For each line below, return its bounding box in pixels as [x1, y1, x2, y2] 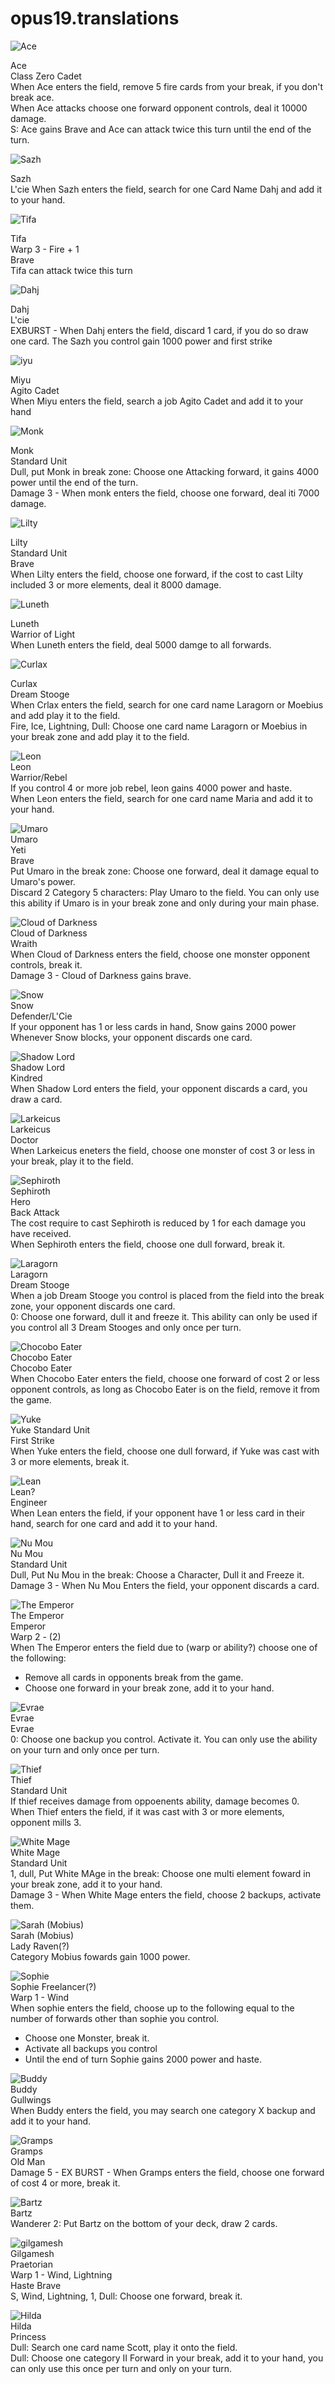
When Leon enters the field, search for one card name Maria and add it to [10, 792, 313, 804]
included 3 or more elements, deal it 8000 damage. [10, 578, 222, 591]
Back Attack [10, 1206, 60, 1218]
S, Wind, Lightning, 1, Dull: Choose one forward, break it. [10, 2290, 243, 2302]
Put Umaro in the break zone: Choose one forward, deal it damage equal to [10, 865, 320, 877]
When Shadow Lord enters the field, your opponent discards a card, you [10, 1082, 308, 1094]
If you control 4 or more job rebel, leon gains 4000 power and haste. [10, 782, 293, 794]
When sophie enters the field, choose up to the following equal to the [10, 2002, 295, 2014]
